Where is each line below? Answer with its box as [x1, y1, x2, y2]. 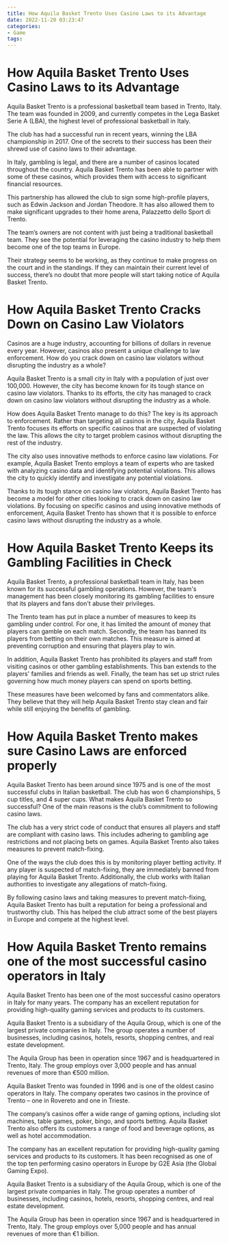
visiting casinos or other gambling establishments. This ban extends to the [7, 662, 217, 671]
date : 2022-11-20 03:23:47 [7, 16, 84, 23]
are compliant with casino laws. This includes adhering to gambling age [7, 830, 208, 838]
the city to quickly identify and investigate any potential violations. [7, 474, 193, 482]
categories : [7, 23, 41, 29]
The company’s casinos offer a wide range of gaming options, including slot [7, 1109, 221, 1118]
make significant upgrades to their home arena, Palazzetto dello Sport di [7, 208, 211, 216]
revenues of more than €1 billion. [7, 1229, 99, 1238]
